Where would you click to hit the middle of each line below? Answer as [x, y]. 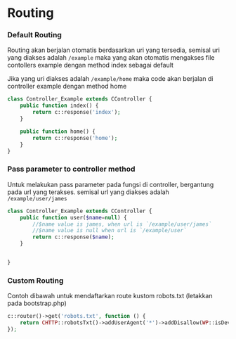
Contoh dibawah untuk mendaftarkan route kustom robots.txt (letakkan [110, 296]
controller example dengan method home [67, 87]
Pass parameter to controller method [71, 169]
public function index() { [59, 106]
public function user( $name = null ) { [74, 217]
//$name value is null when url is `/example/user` [110, 231]
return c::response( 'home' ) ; [75, 138]
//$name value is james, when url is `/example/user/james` [122, 224]
